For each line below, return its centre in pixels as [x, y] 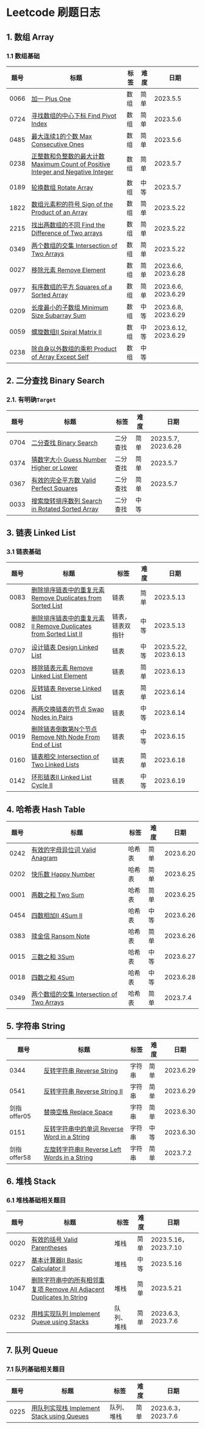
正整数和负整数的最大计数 [68, 156]
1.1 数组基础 [23, 56]
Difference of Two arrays [67, 233]
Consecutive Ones [58, 144]
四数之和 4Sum [53, 978]
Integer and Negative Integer [73, 172]
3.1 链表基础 [24, 552]
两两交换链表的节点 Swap [68, 709]
